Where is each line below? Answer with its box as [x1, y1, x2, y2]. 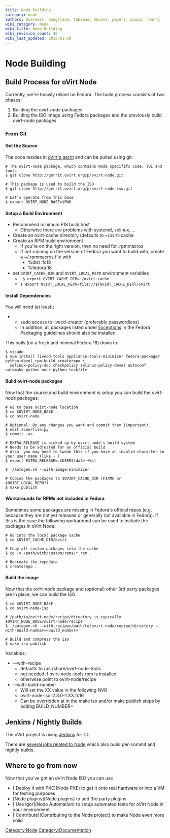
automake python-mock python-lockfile [5, 367, 87, 373]
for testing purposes [12, 790, 56, 796]
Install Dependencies [5, 292, 51, 298]
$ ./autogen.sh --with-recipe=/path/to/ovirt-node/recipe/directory [5, 623, 153, 629]
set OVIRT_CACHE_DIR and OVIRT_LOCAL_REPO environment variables [12, 270, 149, 276]
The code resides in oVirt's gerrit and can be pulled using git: [5, 154, 133, 160]
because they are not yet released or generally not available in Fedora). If [5, 512, 158, 518]
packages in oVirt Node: [5, 523, 56, 529]
